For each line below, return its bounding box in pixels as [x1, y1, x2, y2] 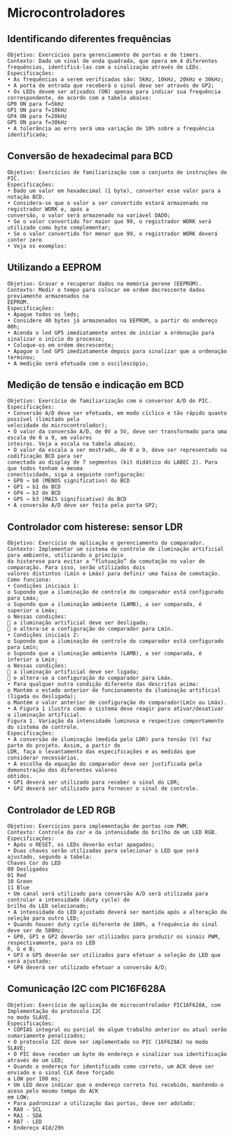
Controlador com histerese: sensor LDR [7, 521, 184, 533]
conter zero [7, 236, 42, 243]
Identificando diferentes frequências [7, 33, 172, 45]
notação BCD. [7, 193, 46, 201]
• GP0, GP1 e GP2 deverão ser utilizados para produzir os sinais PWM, [7, 933, 221, 941]
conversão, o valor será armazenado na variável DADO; [7, 212, 171, 219]
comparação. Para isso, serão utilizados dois [7, 564, 146, 571]
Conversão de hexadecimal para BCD [7, 150, 173, 162]
